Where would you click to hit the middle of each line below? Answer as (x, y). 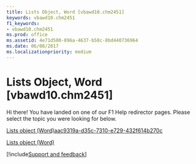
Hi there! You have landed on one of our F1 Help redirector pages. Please (98, 112)
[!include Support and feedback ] (47, 154)
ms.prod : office (27, 35)
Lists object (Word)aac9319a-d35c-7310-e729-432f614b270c (85, 130)
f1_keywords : (23, 23)
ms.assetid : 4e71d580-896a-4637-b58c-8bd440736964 (72, 40)
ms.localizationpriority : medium (49, 52)
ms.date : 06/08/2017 (33, 47)
